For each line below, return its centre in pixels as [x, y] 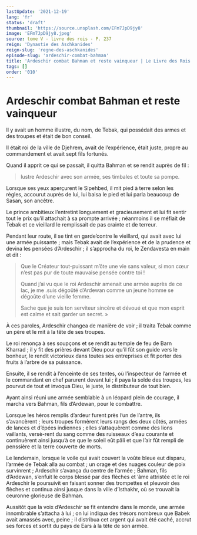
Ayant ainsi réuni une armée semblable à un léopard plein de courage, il [93, 398]
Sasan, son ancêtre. [30, 201]
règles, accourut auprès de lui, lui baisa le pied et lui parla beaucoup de [93, 195]
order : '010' [22, 72]
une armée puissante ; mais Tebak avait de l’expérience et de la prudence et [98, 242]
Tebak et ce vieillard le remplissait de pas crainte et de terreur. [82, 225]
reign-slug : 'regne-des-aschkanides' [52, 50]
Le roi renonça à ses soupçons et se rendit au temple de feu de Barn [89, 343]
